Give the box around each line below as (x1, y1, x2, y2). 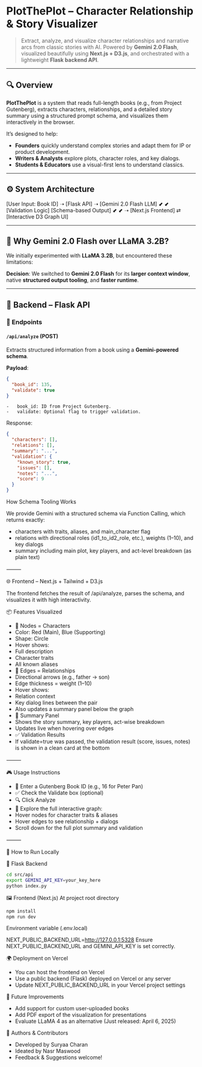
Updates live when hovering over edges (14, 725, 114, 732)
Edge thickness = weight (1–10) (14, 680, 92, 687)
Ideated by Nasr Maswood (14, 1048, 81, 1055)
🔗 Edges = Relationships (14, 667, 76, 674)
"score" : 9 (17, 476, 44, 482)
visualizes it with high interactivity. (6, 596, 91, 604)
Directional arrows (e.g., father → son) (14, 674, 110, 681)
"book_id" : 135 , (11, 381, 52, 387)
